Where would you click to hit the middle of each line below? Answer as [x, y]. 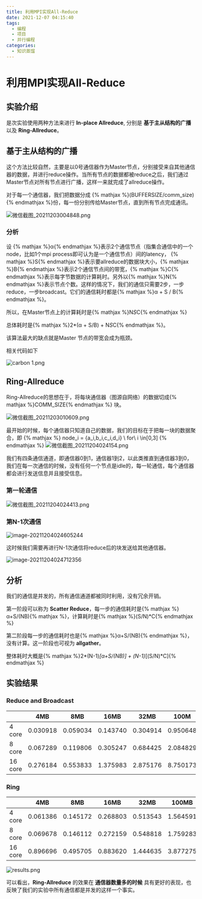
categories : [21, 46]
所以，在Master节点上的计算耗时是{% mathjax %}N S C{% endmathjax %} [97, 312]
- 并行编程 [23, 40]
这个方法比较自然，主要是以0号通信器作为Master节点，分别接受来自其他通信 [101, 167]
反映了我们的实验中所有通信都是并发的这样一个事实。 [72, 890]
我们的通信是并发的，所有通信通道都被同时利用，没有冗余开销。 [85, 596]
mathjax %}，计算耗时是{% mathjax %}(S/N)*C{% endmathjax [116, 616]
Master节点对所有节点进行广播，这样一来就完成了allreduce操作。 [87, 182]
